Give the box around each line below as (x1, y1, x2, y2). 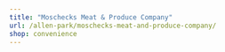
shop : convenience (9, 29, 77, 38)
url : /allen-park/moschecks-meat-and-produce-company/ (9, 21, 217, 30)
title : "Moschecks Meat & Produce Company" (9, 12, 173, 22)
